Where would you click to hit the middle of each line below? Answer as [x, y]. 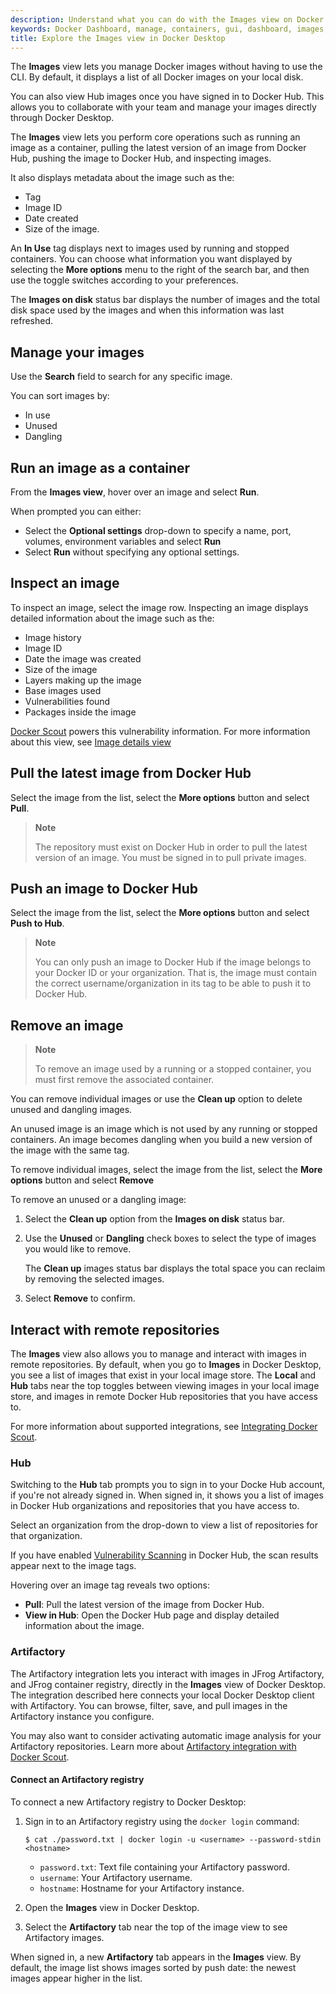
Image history [53, 637]
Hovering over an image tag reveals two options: [110, 1585]
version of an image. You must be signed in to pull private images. [170, 857]
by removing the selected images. [94, 1279]
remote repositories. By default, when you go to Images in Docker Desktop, [166, 1365]
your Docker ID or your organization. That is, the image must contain [176, 973]
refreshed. [32, 321]
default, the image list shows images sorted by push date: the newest [153, 1967]
